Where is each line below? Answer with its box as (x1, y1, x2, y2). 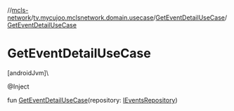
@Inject (7, 82, 30, 91)
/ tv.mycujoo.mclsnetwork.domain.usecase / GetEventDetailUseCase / (31, 13, 228, 22)
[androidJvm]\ (7, 68, 49, 77)
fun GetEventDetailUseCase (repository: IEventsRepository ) (7, 96, 178, 104)
